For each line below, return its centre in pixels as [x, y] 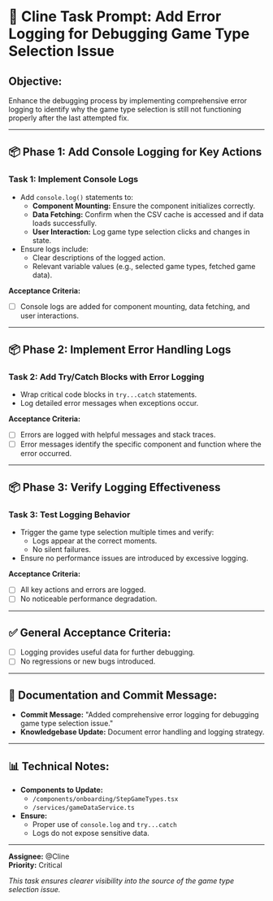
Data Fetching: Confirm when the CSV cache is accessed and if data [148, 214]
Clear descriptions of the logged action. [99, 257]
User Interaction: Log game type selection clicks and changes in [141, 232]
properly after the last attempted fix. [69, 118]
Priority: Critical [35, 864]
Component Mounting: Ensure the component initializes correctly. [144, 206]
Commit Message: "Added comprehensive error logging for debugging [139, 715]
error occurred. [46, 453]
